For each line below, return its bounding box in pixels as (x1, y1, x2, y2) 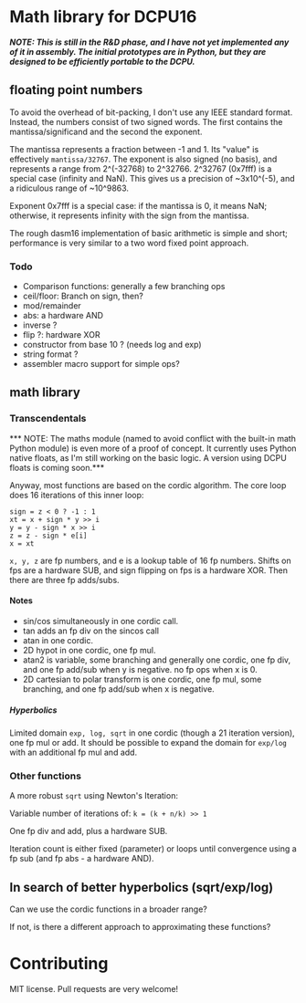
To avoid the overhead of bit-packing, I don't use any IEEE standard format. (9, 107, 293, 118)
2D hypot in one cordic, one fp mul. (22, 644, 156, 655)
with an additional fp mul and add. (9, 747, 138, 757)
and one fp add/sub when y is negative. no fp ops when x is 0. (22, 663, 258, 674)
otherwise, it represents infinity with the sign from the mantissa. (9, 210, 249, 221)
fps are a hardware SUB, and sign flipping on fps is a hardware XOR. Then (9, 564, 289, 576)
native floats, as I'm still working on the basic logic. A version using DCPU (9, 452, 288, 463)
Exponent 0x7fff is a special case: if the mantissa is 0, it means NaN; (9, 200, 268, 211)
